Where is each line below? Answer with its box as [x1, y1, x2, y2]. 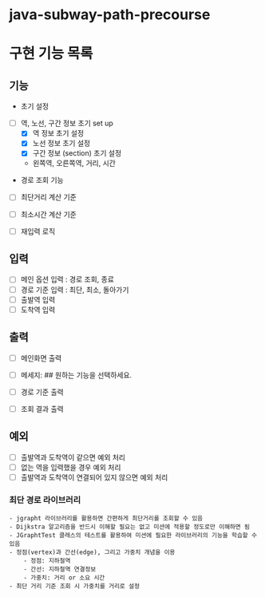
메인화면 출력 [20, 353, 62, 362]
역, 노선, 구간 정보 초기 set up [20, 118, 114, 128]
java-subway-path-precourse [9, 6, 211, 24]
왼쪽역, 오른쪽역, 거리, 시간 [32, 158, 117, 168]
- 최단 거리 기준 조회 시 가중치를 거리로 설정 [9, 583, 140, 591]
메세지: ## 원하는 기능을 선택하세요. [20, 370, 132, 380]
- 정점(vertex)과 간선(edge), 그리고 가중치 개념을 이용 [9, 548, 176, 556]
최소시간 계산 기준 [20, 209, 77, 219]
